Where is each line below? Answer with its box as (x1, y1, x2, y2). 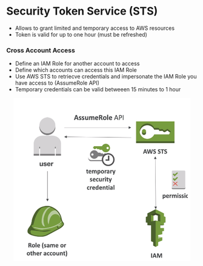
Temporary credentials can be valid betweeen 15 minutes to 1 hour (15, 86, 181, 93)
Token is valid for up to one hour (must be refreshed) (15, 30, 147, 38)
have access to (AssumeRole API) (15, 79, 100, 86)
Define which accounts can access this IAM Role (15, 66, 138, 74)
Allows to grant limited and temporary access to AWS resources (15, 24, 175, 32)
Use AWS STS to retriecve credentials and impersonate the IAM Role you (15, 73, 197, 80)
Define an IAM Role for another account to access (15, 60, 140, 68)
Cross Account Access (6, 46, 76, 54)
